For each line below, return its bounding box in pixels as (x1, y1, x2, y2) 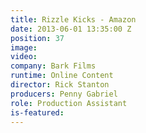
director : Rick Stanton (10, 80, 110, 90)
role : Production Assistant (10, 98, 128, 108)
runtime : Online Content (10, 71, 114, 81)
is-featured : (10, 107, 65, 118)
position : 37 (10, 33, 65, 43)
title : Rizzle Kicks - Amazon (10, 14, 137, 25)
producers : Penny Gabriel (10, 89, 118, 99)
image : (10, 42, 38, 53)
